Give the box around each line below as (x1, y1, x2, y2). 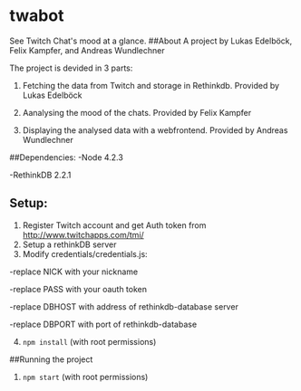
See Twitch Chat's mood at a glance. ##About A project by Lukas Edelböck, (9, 35, 293, 46)
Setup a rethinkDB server (22, 239, 117, 250)
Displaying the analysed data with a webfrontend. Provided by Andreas (22, 124, 288, 136)
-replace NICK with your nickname (9, 266, 139, 277)
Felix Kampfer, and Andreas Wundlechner (9, 44, 165, 55)
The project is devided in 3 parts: (9, 62, 133, 73)
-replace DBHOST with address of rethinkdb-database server (9, 300, 238, 312)
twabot (9, 5, 64, 26)
